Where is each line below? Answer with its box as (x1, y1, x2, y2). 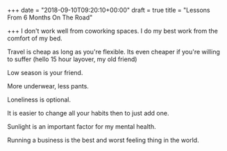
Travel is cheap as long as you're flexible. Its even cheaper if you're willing (7, 48, 220, 56)
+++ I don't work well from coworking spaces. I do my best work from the (7, 27, 219, 35)
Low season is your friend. (7, 69, 83, 77)
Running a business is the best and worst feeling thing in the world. (7, 136, 199, 144)
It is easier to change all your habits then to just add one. (7, 109, 169, 117)
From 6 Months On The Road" (7, 13, 93, 22)
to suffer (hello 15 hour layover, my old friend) (7, 55, 137, 63)
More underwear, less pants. (7, 82, 89, 90)
